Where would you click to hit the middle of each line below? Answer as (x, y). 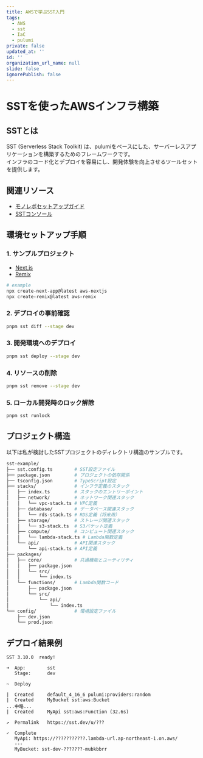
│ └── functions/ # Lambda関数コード (63, 583)
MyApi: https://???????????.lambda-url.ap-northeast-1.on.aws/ (96, 738)
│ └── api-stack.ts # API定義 (52, 549)
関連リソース (30, 191)
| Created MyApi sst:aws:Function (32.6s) (68, 712)
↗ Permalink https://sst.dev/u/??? (55, 723)
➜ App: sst (31, 668)
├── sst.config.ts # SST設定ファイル (61, 469)
